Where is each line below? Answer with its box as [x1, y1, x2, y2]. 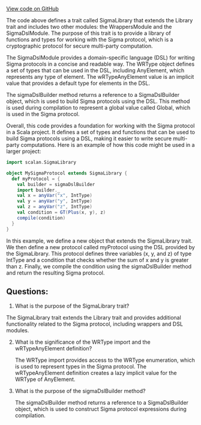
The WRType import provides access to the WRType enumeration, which [14, 356, 195, 364]
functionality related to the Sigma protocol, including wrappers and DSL [6, 320, 183, 327]
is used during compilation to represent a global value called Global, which [6, 104, 191, 111]
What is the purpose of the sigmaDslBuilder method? [14, 388, 146, 395]
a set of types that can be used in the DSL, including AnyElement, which [6, 67, 185, 74]
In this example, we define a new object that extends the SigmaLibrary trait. [6, 237, 193, 244]
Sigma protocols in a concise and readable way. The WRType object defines [6, 60, 195, 67]
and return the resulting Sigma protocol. [6, 269, 105, 276]
